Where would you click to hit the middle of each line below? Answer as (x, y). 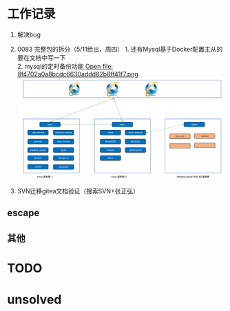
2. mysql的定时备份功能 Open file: (65, 66)
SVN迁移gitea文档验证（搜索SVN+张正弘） (78, 191)
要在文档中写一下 (41, 57)
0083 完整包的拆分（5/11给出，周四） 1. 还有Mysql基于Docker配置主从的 (120, 49)
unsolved (34, 299)
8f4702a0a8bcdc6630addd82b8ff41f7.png (78, 74)
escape (23, 213)
